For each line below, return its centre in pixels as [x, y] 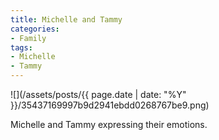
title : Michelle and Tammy [66, 19]
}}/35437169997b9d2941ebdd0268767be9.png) [110, 105]
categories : [35, 29]
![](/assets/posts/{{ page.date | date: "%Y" [98, 94]
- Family [28, 38]
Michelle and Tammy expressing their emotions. [109, 124]
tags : [21, 47]
